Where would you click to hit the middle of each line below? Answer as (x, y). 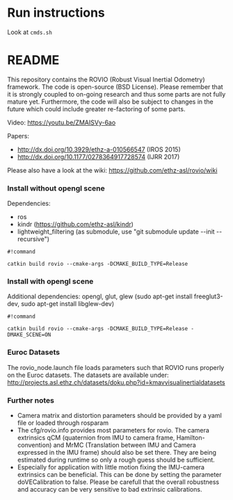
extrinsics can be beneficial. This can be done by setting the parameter (119, 475)
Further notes (31, 400)
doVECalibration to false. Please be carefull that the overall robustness (118, 482)
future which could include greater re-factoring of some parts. (96, 108)
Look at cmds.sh (30, 32)
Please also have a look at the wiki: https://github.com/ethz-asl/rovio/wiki (112, 170)
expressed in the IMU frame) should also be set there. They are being (117, 453)
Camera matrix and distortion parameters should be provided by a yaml (120, 416)
